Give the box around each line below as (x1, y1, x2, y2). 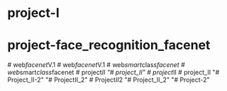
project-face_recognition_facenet (7, 37, 211, 54)
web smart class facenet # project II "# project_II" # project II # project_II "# (7, 68, 220, 77)
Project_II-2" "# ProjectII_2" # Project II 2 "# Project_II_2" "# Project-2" (7, 75, 211, 84)
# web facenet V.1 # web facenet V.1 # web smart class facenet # (7, 61, 186, 69)
